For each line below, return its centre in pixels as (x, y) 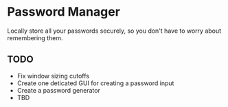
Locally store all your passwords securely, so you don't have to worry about (114, 31)
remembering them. (35, 37)
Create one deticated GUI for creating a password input (95, 83)
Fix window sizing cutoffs (53, 76)
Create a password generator (59, 90)
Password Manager (64, 12)
